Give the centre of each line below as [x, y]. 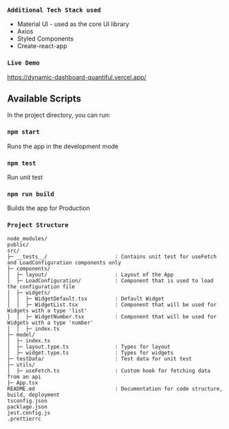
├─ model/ [21, 335]
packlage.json [28, 407]
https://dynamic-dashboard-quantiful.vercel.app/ [77, 77]
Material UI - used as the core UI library [73, 24]
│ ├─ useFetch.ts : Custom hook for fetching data [109, 371]
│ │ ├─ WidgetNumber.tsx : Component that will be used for [112, 316]
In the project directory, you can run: [59, 115]
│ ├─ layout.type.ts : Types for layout [89, 347]
